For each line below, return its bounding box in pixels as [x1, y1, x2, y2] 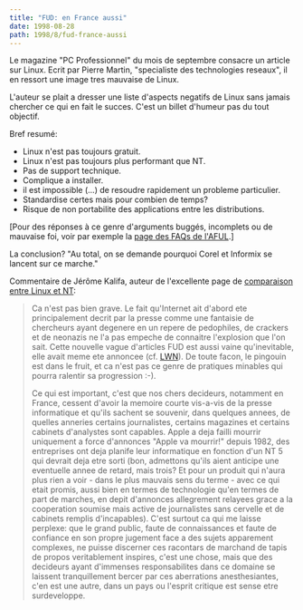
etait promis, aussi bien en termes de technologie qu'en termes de [31, 484, 279, 495]
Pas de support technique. [22, 165, 122, 177]
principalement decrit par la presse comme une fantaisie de [31, 313, 255, 324]
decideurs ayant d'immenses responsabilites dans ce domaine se [31, 561, 276, 572]
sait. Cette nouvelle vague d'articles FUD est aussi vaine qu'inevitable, [31, 342, 294, 353]
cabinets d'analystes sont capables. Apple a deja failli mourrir [31, 427, 261, 438]
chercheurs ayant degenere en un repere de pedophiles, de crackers [31, 323, 289, 334]
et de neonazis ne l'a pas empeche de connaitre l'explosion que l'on [31, 332, 286, 343]
